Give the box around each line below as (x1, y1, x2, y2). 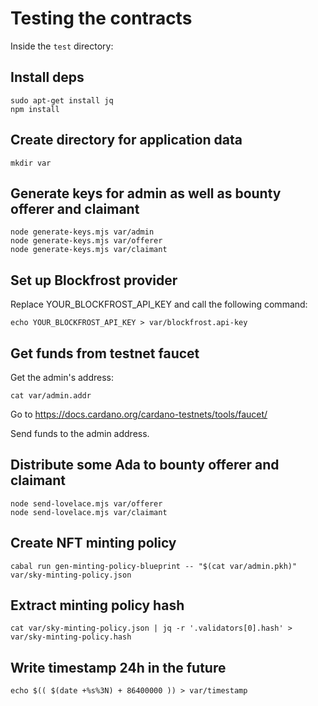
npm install (10, 104, 60, 114)
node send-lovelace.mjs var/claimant (10, 507, 168, 517)
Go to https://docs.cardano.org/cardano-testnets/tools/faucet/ (10, 408, 268, 420)
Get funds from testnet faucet (10, 345, 200, 362)
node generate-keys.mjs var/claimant (10, 245, 168, 255)
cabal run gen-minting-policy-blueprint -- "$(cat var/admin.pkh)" (10, 561, 298, 571)
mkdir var (10, 158, 52, 168)
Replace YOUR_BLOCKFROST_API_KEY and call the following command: (10, 298, 308, 311)
